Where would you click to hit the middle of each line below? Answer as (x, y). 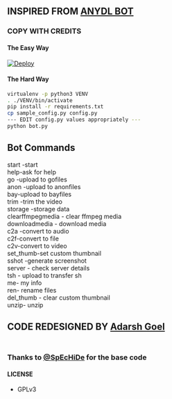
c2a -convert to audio (38, 231)
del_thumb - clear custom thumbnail (59, 298)
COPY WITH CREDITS (44, 31)
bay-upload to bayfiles (39, 194)
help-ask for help (32, 172)
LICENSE (20, 374)
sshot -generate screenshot (47, 261)
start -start (23, 164)
